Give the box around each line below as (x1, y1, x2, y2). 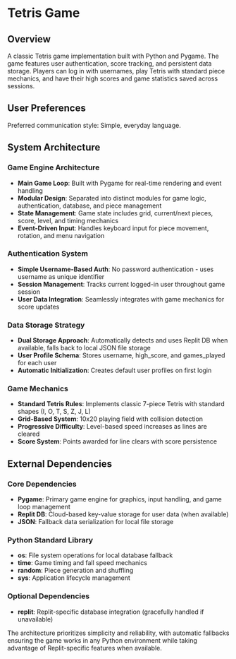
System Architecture (7, 141, 101, 153)
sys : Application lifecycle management (17, 574, 130, 582)
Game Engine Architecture (7, 162, 100, 172)
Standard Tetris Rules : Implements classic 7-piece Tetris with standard (17, 400, 225, 408)
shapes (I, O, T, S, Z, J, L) (17, 408, 92, 416)
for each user (17, 359, 57, 367)
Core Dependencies (7, 479, 77, 489)
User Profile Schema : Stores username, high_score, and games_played (17, 351, 225, 360)
